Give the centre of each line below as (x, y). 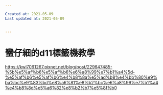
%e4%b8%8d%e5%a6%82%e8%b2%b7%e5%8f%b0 (61, 88)
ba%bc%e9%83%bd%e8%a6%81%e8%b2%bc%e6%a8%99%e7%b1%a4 (82, 83)
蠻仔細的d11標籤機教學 (50, 53)
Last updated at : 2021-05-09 (35, 18)
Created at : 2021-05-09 (29, 14)
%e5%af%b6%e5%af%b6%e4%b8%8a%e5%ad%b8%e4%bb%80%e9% (81, 77)
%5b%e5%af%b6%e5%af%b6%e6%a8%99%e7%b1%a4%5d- (70, 72)
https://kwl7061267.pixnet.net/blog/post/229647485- (59, 67)
